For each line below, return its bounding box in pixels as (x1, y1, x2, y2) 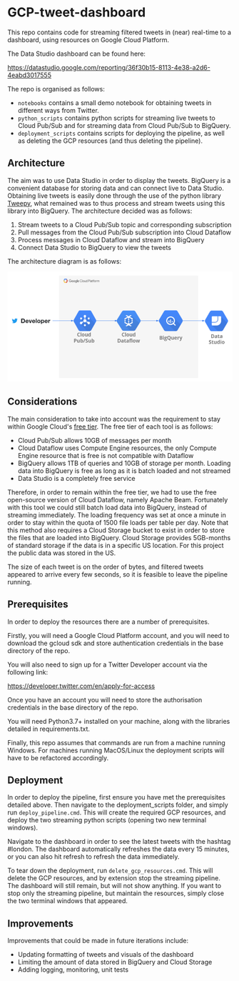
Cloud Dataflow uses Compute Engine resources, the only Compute (17, 444, 217, 452)
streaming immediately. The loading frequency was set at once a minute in (7, 510, 227, 519)
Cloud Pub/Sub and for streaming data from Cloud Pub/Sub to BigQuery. (17, 121, 231, 129)
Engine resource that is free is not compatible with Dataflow (17, 451, 194, 459)
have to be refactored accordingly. (7, 753, 109, 762)
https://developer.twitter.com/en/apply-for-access (7, 682, 156, 690)
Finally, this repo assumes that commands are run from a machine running (7, 738, 226, 747)
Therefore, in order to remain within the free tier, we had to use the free (7, 487, 217, 497)
